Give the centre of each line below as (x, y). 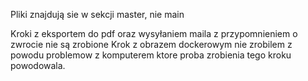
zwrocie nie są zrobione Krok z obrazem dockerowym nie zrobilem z (151, 44)
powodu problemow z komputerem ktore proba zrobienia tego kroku (151, 55)
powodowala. (38, 65)
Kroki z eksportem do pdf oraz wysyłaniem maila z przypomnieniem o (154, 33)
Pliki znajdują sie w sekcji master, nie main (97, 14)
